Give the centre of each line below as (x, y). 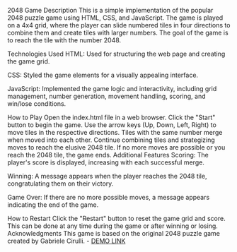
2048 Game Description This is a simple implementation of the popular (110, 10)
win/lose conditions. (37, 104)
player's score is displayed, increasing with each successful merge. (106, 162)
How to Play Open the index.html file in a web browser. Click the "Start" (111, 117)
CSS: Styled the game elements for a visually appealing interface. (103, 75)
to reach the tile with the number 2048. (64, 40)
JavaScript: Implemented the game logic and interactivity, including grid (112, 89)
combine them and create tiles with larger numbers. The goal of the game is (118, 32)
